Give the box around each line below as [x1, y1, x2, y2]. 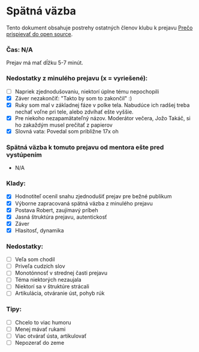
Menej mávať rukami [14, 326, 66, 333]
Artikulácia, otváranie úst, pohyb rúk [14, 290, 105, 297]
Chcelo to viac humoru [14, 318, 71, 326]
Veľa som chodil [14, 256, 55, 263]
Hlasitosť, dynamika [14, 226, 64, 234]
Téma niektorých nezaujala [14, 276, 82, 284]
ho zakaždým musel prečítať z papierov [14, 121, 113, 129]
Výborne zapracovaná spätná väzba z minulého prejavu [14, 199, 153, 207]
